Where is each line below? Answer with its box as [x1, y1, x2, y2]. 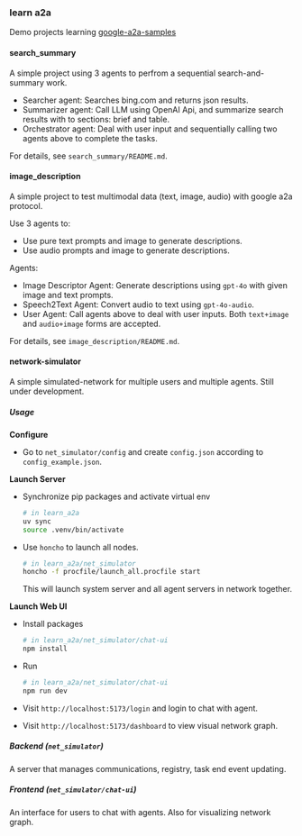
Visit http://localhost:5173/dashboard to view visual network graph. [22, 720, 278, 731]
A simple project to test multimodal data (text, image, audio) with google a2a [9, 191, 293, 202]
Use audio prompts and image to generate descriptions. [22, 245, 230, 256]
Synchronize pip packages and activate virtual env [22, 491, 211, 502]
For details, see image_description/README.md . [9, 335, 180, 346]
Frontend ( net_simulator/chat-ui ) [9, 784, 137, 795]
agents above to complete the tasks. [22, 132, 158, 143]
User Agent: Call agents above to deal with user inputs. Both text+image [22, 308, 289, 319]
